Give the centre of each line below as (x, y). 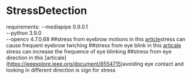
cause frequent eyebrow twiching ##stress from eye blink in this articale (94, 45)
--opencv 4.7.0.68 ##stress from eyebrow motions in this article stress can (96, 39)
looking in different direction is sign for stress (61, 70)
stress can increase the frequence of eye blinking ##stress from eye (89, 51)
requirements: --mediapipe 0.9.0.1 (47, 27)
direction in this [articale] (36, 58)
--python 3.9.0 (24, 33)
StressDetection (46, 11)
